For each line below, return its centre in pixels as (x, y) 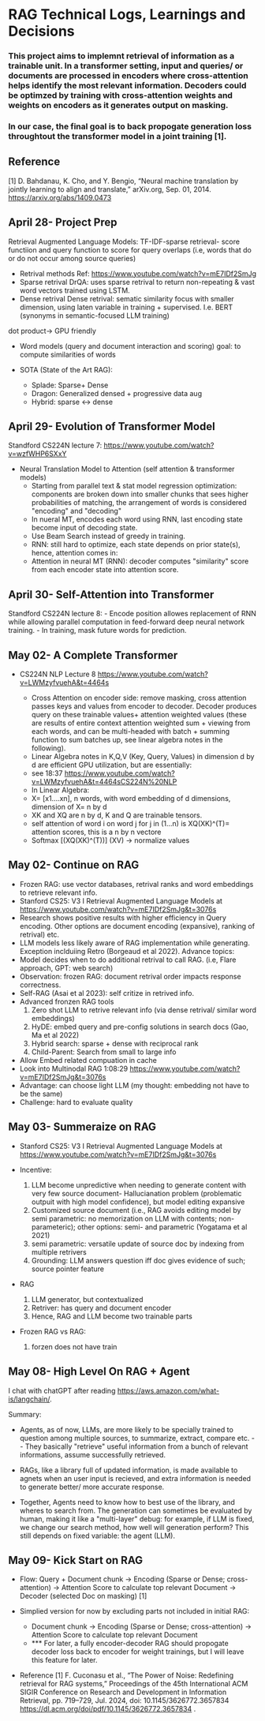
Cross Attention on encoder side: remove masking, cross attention (139, 698)
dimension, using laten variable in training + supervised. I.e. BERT (126, 307)
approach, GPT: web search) (66, 967)
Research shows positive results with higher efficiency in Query (123, 918)
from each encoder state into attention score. (105, 570)
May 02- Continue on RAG (74, 865)
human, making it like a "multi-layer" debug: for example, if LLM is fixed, (137, 1519)
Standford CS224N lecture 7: (55, 445)
